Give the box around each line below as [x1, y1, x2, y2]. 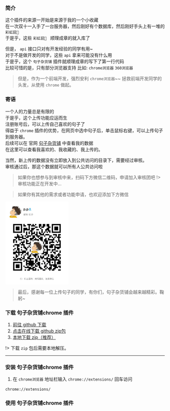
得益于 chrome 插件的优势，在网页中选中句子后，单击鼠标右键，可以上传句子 [5, 127, 163, 133]
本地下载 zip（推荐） [12, 334, 56, 340]
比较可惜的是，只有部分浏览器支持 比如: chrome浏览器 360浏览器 [5, 65, 133, 71]
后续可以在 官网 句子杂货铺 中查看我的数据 [5, 140, 94, 146]
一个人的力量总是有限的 [5, 108, 54, 115]
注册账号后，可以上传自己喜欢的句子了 [5, 121, 85, 127]
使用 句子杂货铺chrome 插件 [5, 399, 74, 406]
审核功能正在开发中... [17, 180, 62, 186]
